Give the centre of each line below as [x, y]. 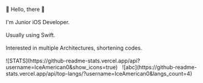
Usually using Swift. [30, 35]
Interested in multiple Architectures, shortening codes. [74, 48]
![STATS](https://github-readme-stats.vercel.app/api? [73, 61]
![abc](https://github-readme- [160, 67]
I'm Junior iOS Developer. [38, 22]
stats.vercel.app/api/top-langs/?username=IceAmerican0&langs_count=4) [99, 74]
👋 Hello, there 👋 [25, 9]
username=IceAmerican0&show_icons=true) [62, 67]
